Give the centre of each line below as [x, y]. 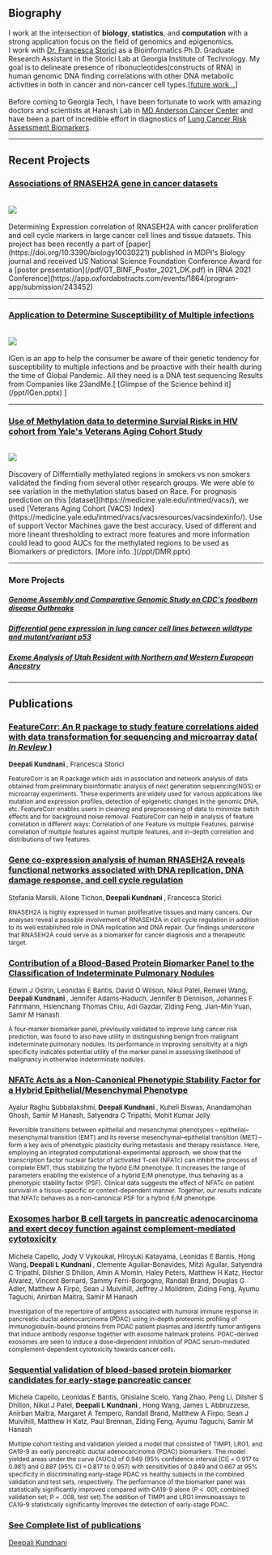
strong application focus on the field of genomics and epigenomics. [121, 41]
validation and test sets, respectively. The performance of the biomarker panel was [127, 1482]
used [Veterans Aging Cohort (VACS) [70, 508]
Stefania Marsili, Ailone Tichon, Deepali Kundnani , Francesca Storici [115, 897]
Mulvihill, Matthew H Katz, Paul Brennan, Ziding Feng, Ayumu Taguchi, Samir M [131, 1421]
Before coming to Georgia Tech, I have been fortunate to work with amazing [135, 101]
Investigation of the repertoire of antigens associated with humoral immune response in [134, 1311]
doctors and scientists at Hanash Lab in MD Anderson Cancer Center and [131, 110]
